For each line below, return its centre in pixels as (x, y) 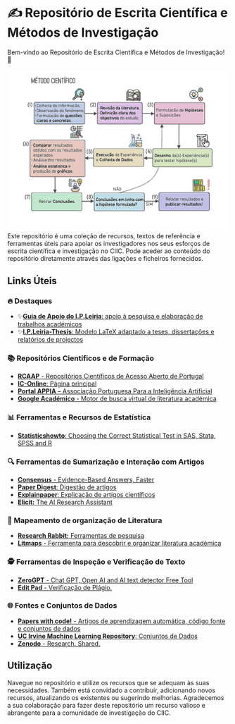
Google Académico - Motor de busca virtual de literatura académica (117, 399)
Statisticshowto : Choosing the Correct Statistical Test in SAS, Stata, (116, 435)
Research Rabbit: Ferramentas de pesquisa (81, 536)
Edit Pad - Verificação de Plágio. (65, 587)
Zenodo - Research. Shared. (59, 643)
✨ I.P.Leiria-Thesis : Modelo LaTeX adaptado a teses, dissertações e (116, 332)
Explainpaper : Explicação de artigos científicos (86, 494)
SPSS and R (35, 443)
